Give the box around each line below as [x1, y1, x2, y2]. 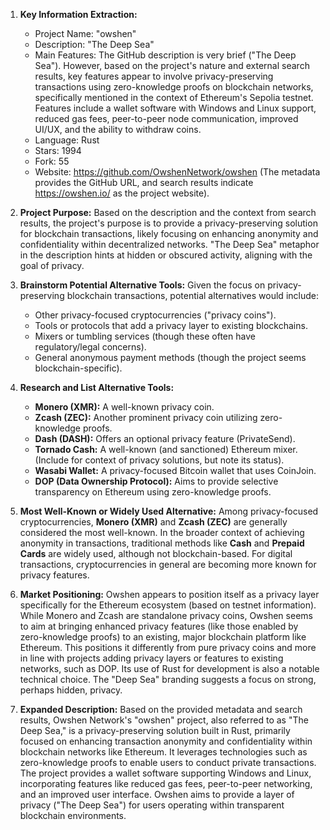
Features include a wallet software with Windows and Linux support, [34, 102, 317, 114]
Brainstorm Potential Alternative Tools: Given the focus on [19, 279, 266, 291]
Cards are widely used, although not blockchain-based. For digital [19, 548, 293, 559]
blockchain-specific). [34, 362, 123, 374]
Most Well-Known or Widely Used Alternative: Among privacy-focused [19, 505, 319, 517]
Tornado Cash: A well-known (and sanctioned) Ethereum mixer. [34, 444, 298, 455]
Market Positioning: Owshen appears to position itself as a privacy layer [19, 589, 320, 600]
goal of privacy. [19, 260, 85, 271]
